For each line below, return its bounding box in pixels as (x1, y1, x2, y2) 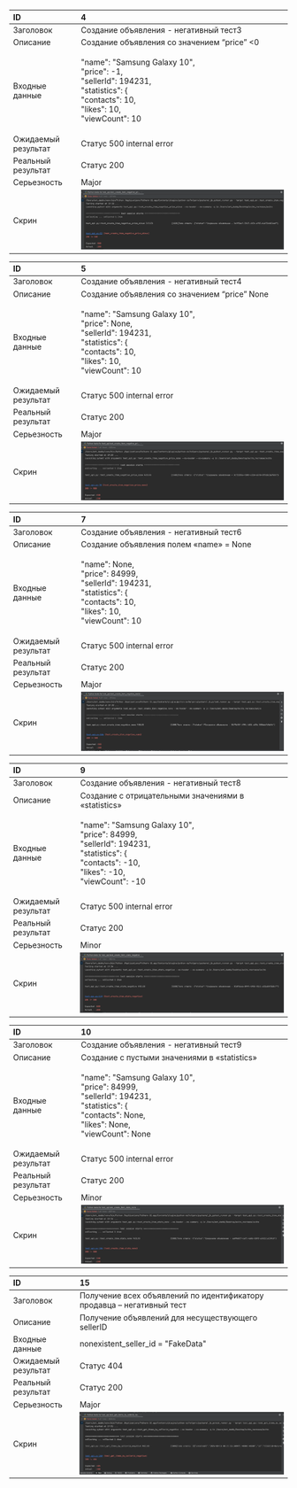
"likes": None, (80, 1119, 131, 1129)
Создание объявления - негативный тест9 (80, 1040, 242, 1050)
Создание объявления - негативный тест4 (80, 276, 242, 287)
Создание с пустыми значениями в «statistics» (80, 1051, 258, 1063)
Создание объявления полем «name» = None (80, 539, 252, 550)
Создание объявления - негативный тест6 (80, 526, 242, 537)
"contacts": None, (80, 1109, 146, 1120)
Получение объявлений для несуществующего (79, 1312, 258, 1322)
